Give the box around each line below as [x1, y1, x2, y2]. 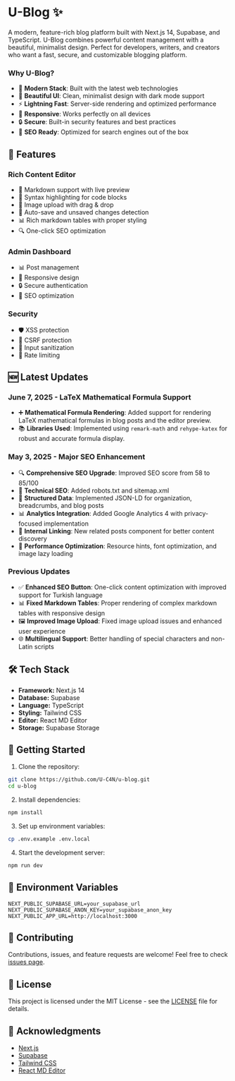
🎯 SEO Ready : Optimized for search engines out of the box [18, 128, 189, 136]
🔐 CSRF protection [18, 336, 72, 344]
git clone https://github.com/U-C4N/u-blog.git [8, 776, 151, 783]
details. [8, 1005, 30, 1013]
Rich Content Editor [8, 169, 77, 179]
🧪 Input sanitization [18, 343, 75, 351]
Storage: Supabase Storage [18, 723, 100, 732]
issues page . [8, 958, 45, 967]
